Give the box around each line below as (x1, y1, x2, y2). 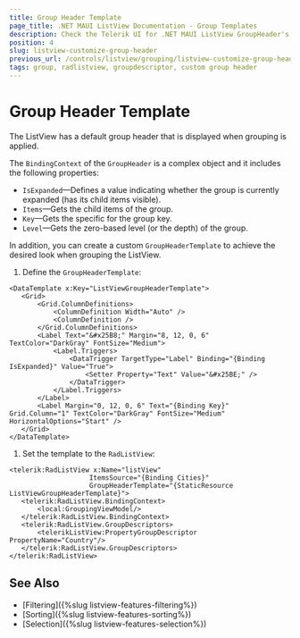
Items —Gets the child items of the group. (21, 203, 174, 214)
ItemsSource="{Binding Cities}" (88, 473, 210, 483)
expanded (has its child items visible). (21, 194, 162, 205)
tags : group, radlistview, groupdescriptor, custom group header (9, 63, 257, 72)
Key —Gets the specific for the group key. (21, 213, 172, 223)
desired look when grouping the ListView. (9, 249, 162, 260)
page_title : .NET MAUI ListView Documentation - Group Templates (9, 21, 257, 30)
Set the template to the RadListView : (21, 448, 155, 458)
